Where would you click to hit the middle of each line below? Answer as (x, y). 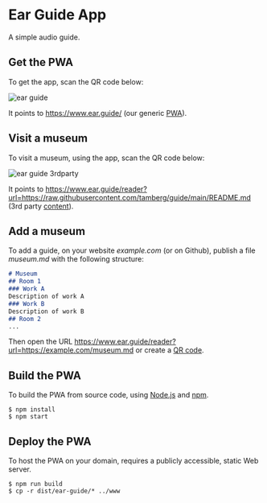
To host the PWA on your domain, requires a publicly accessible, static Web (133, 461)
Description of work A (46, 296)
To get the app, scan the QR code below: (76, 81)
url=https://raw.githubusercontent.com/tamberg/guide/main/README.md (130, 197)
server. (20, 469)
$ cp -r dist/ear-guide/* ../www (64, 491)
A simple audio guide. (44, 37)
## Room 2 (25, 319)
